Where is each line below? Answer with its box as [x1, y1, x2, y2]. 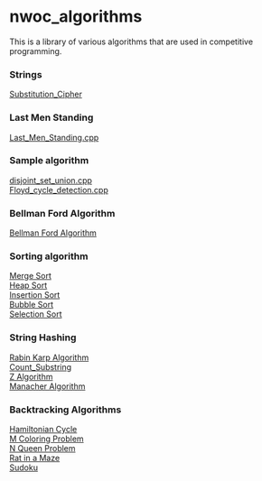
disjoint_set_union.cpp [9, 174, 93, 186]
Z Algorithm [9, 371, 53, 382]
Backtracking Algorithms [9, 403, 122, 416]
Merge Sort [9, 271, 51, 282]
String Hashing [9, 331, 77, 344]
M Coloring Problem [9, 433, 84, 444]
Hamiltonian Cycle [9, 424, 78, 435]
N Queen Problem [9, 443, 76, 454]
